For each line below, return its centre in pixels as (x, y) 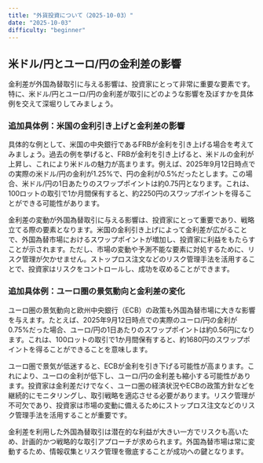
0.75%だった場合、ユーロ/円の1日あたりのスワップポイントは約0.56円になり (131, 330)
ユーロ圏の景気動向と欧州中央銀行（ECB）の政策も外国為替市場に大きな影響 (132, 310)
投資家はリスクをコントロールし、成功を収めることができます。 (131, 269)
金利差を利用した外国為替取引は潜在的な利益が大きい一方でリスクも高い (125, 432)
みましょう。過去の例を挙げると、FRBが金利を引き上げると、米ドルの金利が (131, 155)
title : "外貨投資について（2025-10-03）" (71, 15)
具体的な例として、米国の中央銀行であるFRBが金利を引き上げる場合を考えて (131, 144)
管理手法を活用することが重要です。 (73, 415)
